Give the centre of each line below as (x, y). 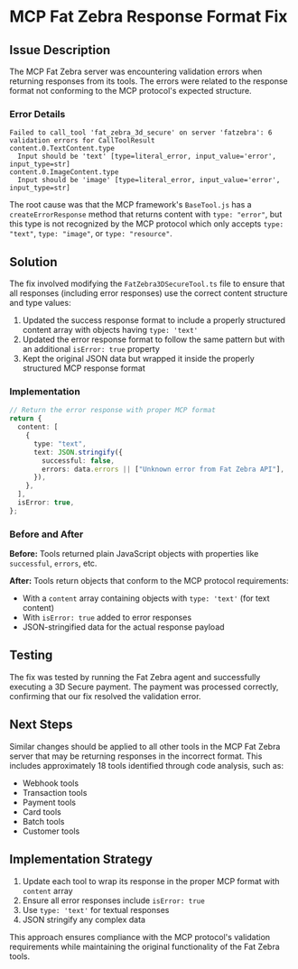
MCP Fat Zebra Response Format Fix (149, 17)
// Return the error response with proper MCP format (113, 411)
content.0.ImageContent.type (64, 172)
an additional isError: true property (91, 349)
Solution (33, 262)
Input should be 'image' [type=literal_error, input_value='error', (149, 180)
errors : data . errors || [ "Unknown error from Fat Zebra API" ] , (163, 469)
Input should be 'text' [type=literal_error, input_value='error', (147, 157)
